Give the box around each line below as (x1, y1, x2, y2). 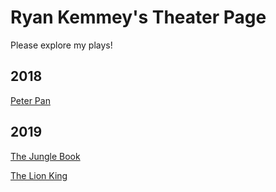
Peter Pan (10, 94, 51, 106)
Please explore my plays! (10, 39, 113, 51)
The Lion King (10, 169, 68, 181)
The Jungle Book (10, 150, 81, 162)
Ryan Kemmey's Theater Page (10, 6, 267, 29)
